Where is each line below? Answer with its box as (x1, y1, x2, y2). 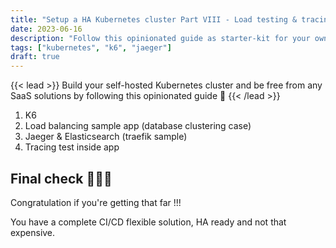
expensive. (10, 226, 56, 238)
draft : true (10, 52, 60, 62)
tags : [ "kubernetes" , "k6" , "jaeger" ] (10, 42, 172, 53)
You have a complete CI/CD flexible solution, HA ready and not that (10, 216, 287, 228)
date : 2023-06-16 (10, 24, 83, 34)
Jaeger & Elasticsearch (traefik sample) (24, 131, 188, 143)
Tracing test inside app (24, 141, 120, 153)
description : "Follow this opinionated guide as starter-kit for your (10, 33, 311, 43)
